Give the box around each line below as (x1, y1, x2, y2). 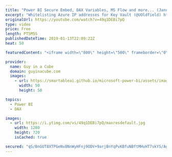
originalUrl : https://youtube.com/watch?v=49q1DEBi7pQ (5, 17, 125, 22)
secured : (5, 144, 24, 149)
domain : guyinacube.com (10, 69, 60, 74)
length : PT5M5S (5, 31, 38, 36)
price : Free (5, 27, 31, 32)
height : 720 (14, 130, 40, 136)
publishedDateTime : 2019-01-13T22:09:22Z (5, 36, 95, 41)
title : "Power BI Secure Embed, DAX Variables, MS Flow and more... (5, 7, 155, 13)
